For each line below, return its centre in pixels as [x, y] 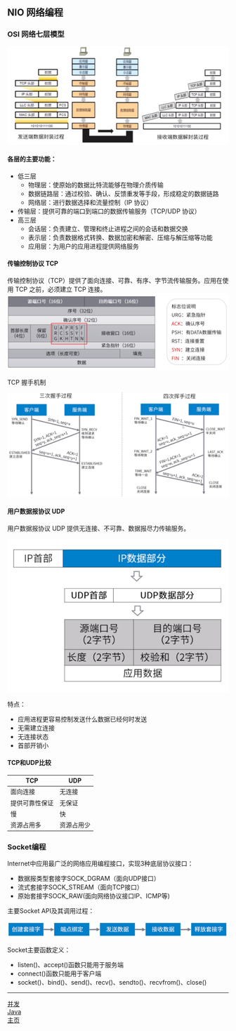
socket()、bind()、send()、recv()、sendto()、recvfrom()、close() [112, 982]
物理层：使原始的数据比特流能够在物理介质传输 [96, 185]
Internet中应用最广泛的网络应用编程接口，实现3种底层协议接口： [100, 863]
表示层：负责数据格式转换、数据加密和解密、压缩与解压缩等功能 [120, 237]
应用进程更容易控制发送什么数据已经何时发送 [82, 719]
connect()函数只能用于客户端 [59, 973]
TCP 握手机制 [27, 383]
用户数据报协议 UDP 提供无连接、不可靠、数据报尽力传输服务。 [99, 528]
